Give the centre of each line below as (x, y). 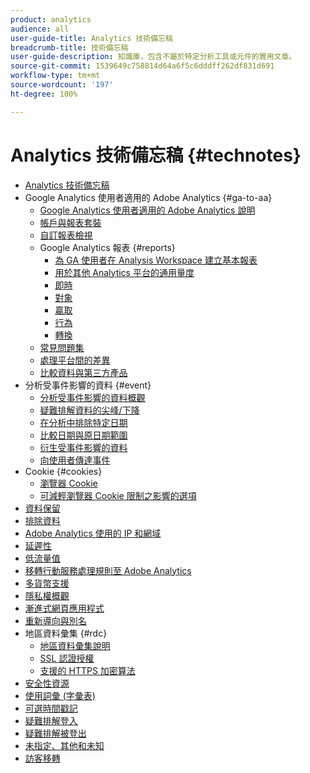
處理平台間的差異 (75, 360)
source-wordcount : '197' (62, 85)
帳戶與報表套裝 (70, 222)
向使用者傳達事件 (75, 460)
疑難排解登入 (51, 720)
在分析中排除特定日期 (83, 422)
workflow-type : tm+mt (55, 76)
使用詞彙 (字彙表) (60, 695)
